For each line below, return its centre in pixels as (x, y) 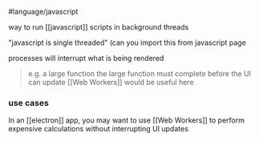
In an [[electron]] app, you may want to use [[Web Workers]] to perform (126, 120)
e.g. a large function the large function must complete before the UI (139, 74)
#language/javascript (43, 12)
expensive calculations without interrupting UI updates (98, 129)
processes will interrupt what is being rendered (86, 58)
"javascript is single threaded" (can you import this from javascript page (127, 42)
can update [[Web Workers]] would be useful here (111, 82)
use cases (29, 103)
